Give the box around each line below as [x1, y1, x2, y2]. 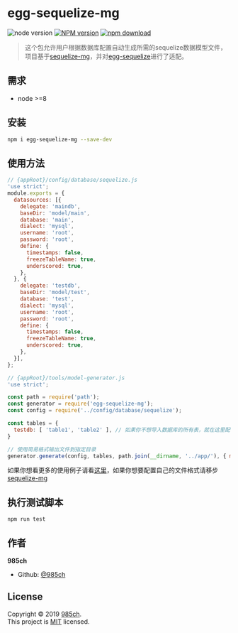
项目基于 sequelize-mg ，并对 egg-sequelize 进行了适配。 [24, 52, 188, 60]
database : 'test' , [20, 296, 74, 303]
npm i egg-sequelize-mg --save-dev [7, 136, 113, 143]
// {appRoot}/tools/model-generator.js [7, 374, 125, 382]
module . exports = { [7, 190, 65, 197]
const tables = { [7, 420, 59, 427]
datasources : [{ [13, 196, 62, 203]
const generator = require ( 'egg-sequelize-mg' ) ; [7, 400, 154, 408]
